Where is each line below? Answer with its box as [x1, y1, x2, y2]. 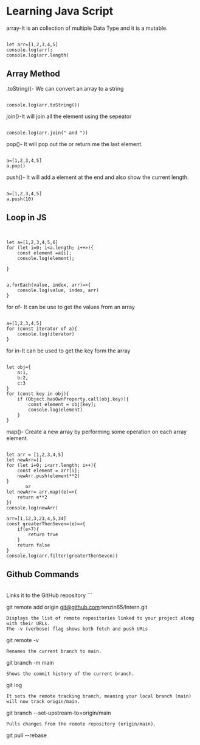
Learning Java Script [6, 4, 114, 18]
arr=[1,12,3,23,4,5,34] [6, 516, 67, 522]
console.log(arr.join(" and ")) [6, 130, 88, 136]
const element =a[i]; [17, 250, 72, 256]
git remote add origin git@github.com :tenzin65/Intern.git [6, 604, 148, 611]
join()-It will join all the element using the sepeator [6, 113, 132, 120]
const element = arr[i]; [17, 467, 80, 474]
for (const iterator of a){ [6, 326, 78, 332]
